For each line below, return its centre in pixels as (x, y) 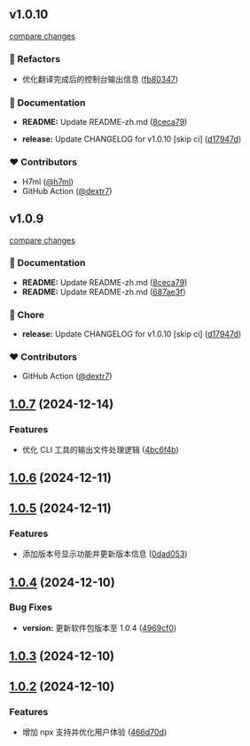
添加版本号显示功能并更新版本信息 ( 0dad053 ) (105, 554)
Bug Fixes (31, 608)
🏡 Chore (27, 315)
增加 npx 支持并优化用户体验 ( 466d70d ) (94, 732)
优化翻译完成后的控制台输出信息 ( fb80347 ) (100, 80)
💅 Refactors (35, 58)
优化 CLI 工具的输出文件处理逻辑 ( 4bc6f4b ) (100, 450)
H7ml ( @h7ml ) (47, 182)
